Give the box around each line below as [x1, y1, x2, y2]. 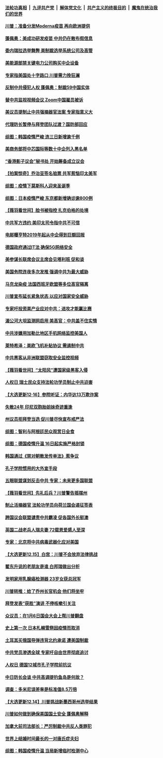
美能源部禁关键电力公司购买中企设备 [5, 60, 79, 66]
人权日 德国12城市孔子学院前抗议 [5, 662, 72, 668]
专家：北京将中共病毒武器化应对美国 [5, 539, 79, 545]
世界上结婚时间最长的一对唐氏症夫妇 [5, 735, 79, 742]
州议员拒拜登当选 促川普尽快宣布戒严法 [5, 416, 84, 422]
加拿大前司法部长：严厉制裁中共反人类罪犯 [5, 723, 92, 729]
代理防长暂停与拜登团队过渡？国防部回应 [5, 121, 87, 127]
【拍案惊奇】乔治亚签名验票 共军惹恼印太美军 [5, 170, 97, 176]
